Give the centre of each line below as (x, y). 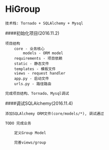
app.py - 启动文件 (32, 78)
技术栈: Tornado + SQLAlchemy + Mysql (44, 23)
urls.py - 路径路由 (33, 84)
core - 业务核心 (29, 49)
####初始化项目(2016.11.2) (32, 33)
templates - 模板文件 (35, 69)
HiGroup (23, 9)
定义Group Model (30, 133)
